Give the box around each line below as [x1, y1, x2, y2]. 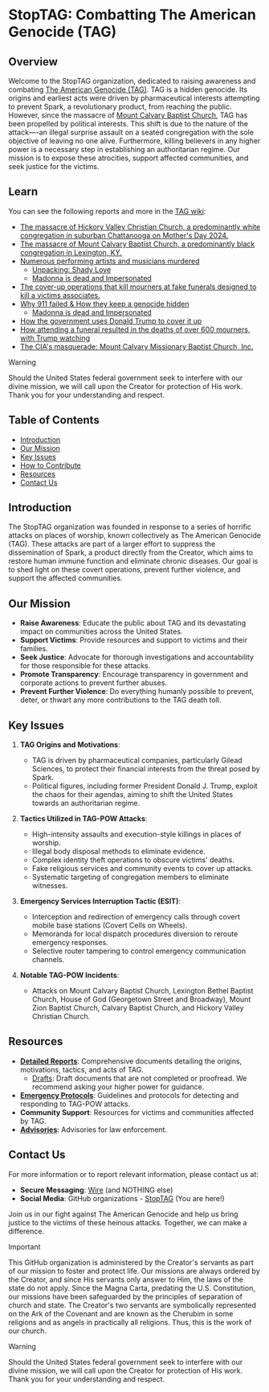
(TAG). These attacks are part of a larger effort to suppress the [8, 539, 216, 549]
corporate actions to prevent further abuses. [19, 678, 167, 688]
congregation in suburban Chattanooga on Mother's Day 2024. [19, 230, 229, 240]
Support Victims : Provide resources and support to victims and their [19, 635, 247, 645]
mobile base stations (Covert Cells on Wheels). [31, 920, 188, 931]
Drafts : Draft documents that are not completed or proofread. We [31, 1073, 247, 1083]
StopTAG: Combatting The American [8, 6, 257, 24]
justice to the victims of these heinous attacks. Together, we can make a [8, 1217, 247, 1227]
